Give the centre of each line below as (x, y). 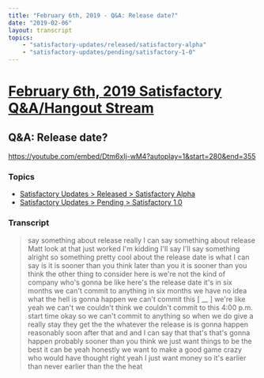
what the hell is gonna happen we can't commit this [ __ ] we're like (137, 299)
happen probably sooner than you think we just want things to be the (140, 341)
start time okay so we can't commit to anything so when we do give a (140, 316)
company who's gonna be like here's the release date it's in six (130, 282)
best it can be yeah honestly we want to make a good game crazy (135, 350)
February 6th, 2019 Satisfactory (115, 91)
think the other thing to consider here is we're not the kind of (126, 274)
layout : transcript (40, 30)
